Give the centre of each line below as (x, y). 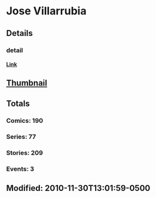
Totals (18, 103)
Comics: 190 (25, 120)
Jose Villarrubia (46, 11)
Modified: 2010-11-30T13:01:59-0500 (78, 188)
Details (19, 33)
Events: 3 (20, 169)
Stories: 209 (25, 153)
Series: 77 (21, 137)
